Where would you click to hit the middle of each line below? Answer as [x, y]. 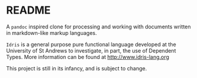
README [28, 10]
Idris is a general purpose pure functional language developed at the [91, 44]
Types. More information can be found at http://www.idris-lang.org [88, 57]
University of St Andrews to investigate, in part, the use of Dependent [91, 50]
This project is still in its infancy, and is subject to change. [77, 68]
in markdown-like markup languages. [52, 32]
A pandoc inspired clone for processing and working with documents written [99, 27]
